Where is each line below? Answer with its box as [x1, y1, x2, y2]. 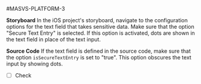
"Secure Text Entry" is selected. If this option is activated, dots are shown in [6, 29, 195, 37]
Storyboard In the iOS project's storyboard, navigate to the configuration [6, 17, 188, 23]
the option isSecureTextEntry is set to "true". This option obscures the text [6, 54, 192, 61]
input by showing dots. [6, 60, 63, 67]
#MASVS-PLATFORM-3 [6, 5, 65, 12]
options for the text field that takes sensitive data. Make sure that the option [6, 23, 194, 30]
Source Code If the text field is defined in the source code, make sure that [6, 47, 191, 55]
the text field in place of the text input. [6, 36, 101, 43]
